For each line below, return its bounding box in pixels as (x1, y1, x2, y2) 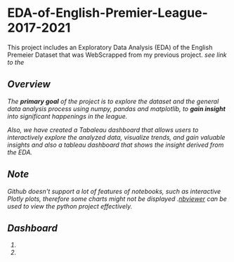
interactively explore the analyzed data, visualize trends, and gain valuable (7, 133, 226, 141)
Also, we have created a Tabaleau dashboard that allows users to (7, 125, 199, 134)
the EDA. (7, 148, 33, 156)
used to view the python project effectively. (7, 202, 133, 210)
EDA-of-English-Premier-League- (7, 5, 209, 21)
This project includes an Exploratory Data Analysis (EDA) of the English (7, 43, 213, 51)
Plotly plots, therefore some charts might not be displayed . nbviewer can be (7, 195, 227, 203)
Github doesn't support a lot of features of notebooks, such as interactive (7, 187, 221, 195)
